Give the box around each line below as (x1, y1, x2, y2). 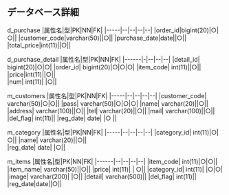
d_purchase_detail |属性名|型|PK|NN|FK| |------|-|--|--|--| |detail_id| (7, 55, 201, 63)
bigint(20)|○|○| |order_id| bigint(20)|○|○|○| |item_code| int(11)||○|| (7, 62, 201, 71)
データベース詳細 (7, 6, 79, 19)
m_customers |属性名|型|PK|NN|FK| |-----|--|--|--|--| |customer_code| (7, 91, 207, 100)
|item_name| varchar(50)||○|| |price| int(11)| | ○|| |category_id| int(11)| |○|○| (7, 165, 223, 173)
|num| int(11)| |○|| (7, 78, 57, 86)
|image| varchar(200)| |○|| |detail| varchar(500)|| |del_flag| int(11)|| (7, 172, 197, 181)
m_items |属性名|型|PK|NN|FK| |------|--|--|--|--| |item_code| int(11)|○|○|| (7, 157, 218, 165)
